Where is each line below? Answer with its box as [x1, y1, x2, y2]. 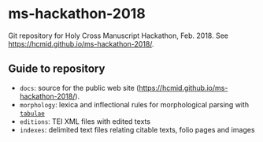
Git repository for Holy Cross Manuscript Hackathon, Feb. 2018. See [8, 31, 228, 40]
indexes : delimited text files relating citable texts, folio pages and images [19, 125, 255, 134]
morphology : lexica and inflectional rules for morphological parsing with [19, 99, 250, 109]
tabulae [19, 110, 45, 118]
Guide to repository [8, 62, 106, 76]
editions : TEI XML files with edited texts [19, 116, 151, 126]
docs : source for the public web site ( [19, 83, 139, 92]
